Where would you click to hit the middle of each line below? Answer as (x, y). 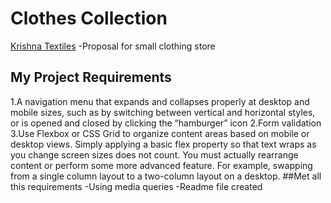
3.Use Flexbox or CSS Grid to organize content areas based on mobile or (160, 133)
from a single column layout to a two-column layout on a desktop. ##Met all (166, 176)
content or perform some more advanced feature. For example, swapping (161, 165)
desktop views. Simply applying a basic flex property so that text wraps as (163, 144)
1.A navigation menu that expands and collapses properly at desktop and (160, 101)
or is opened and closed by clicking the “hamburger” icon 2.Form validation (166, 123)
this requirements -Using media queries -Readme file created (136, 186)
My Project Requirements (91, 77)
